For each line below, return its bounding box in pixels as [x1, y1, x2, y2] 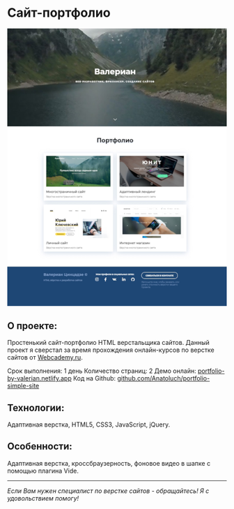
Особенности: [7, 441, 72, 452]
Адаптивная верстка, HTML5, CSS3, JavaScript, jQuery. [7, 420, 171, 429]
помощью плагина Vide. [7, 466, 79, 475]
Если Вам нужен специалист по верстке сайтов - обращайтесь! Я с [7, 487, 210, 495]
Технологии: [7, 401, 65, 413]
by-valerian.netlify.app [7, 374, 72, 383]
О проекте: [7, 320, 58, 332]
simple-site [7, 382, 40, 390]
